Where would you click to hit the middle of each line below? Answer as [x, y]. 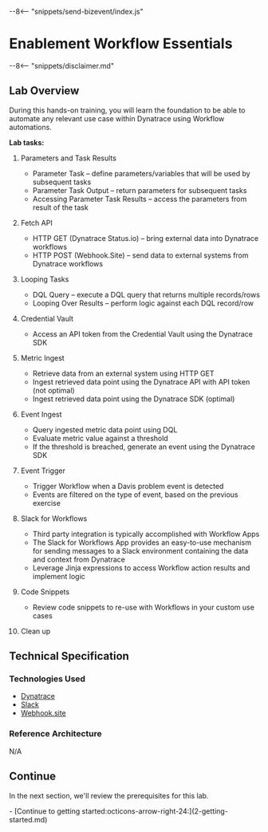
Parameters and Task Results [68, 158]
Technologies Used [47, 679]
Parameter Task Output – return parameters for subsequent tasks [140, 190]
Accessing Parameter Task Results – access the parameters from [140, 199]
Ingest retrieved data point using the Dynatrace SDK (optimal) [134, 399]
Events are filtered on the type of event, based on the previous [135, 495]
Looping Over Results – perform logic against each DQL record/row [143, 303]
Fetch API [36, 223]
